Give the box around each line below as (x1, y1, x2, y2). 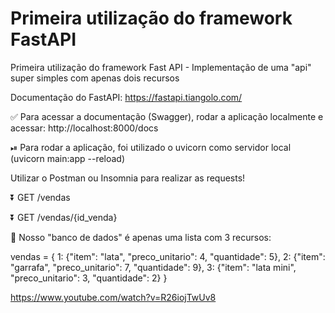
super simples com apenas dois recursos (10, 72, 180, 84)
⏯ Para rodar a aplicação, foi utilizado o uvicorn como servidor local (10, 141, 292, 153)
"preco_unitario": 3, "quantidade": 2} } (10, 272, 168, 284)
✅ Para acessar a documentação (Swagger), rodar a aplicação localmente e (10, 110, 324, 122)
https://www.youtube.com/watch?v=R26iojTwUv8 (10, 291, 217, 303)
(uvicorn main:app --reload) (10, 152, 126, 164)
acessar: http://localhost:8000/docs (10, 122, 159, 134)
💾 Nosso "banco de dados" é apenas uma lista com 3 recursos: (10, 231, 272, 243)
